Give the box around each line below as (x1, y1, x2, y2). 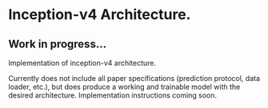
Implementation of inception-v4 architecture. (8, 58, 157, 67)
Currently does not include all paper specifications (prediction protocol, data (8, 74, 261, 83)
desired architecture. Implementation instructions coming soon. (8, 91, 218, 100)
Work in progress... (8, 37, 106, 51)
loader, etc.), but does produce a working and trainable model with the (8, 82, 241, 91)
